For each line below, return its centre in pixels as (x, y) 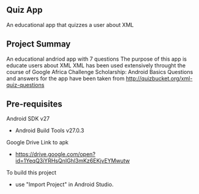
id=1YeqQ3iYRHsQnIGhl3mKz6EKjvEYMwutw (73, 161)
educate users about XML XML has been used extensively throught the (96, 65)
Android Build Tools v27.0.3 (50, 130)
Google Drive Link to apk (37, 143)
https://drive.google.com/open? (55, 154)
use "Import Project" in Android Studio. (64, 185)
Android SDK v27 (28, 119)
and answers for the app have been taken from (66, 78)
